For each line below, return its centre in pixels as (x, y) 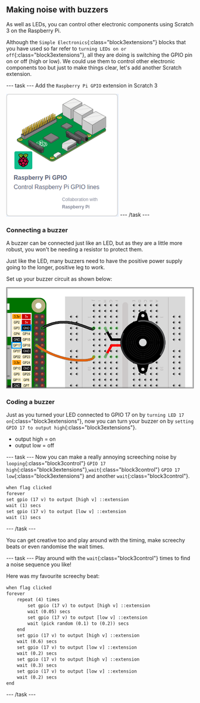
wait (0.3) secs (37, 665)
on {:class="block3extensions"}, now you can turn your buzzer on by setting (100, 421)
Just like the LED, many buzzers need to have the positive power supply (94, 261)
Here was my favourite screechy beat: (53, 576)
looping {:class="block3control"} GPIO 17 (56, 463)
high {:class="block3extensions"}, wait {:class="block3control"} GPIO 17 (93, 470)
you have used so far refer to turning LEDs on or (66, 48)
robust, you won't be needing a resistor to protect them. (75, 250)
